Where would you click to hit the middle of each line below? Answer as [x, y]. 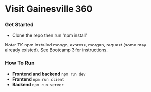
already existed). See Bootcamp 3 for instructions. [57, 50]
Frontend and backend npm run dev [49, 74]
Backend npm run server [38, 84]
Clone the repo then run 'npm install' [50, 35]
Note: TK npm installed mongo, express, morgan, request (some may [76, 45]
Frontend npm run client [38, 79]
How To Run [20, 63]
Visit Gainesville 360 [49, 9]
